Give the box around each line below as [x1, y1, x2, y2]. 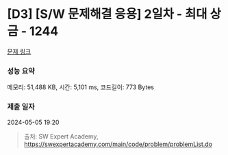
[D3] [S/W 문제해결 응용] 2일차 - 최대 [7, 6, 207, 22]
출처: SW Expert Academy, [23, 132, 99, 141]
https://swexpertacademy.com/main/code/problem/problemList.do [23, 140, 213, 148]
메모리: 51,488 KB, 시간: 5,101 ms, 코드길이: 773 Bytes [7, 83, 154, 91]
